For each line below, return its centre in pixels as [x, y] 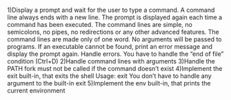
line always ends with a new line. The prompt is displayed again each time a [115, 17]
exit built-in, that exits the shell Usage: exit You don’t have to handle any [109, 76]
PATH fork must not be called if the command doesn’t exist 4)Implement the [115, 69]
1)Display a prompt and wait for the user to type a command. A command [111, 10]
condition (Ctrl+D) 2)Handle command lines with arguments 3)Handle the [111, 61]
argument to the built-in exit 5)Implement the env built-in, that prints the [109, 83]
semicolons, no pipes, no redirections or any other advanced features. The [113, 32]
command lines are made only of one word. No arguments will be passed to [114, 39]
